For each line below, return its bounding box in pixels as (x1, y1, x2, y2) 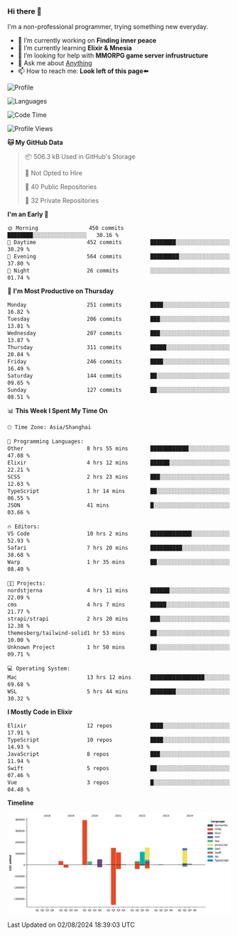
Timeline (7, 798, 34, 808)
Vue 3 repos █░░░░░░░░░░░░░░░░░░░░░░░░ (7, 779, 231, 786)
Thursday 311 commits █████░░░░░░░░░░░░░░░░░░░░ (7, 344, 231, 351)
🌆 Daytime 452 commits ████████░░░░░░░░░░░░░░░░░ (7, 239, 231, 246)
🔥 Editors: (7, 523, 40, 531)
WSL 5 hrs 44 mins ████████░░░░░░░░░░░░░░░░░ (7, 688, 231, 695)
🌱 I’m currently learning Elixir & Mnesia (17, 44, 133, 53)
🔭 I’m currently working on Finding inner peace (17, 36, 157, 45)
